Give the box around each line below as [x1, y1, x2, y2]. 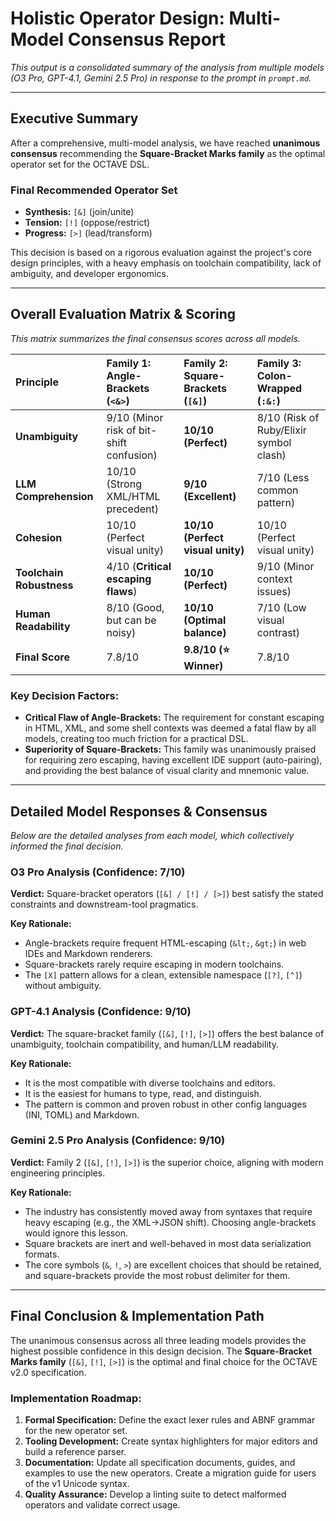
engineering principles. [10, 1167, 106, 1179]
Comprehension [15, 489, 94, 503]
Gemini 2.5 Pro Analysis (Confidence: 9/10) [10, 1133, 226, 1147]
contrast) [256, 625, 301, 639]
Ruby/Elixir [256, 423, 307, 437]
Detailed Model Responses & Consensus [10, 803, 268, 820]
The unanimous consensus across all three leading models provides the [10, 1334, 307, 1346]
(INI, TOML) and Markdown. [24, 1108, 140, 1121]
